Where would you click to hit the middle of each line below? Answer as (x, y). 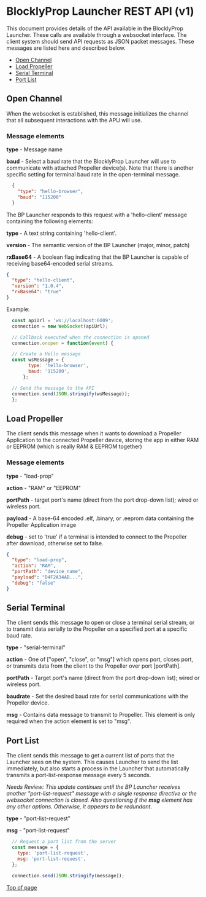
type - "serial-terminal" (36, 647)
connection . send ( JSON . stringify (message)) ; (68, 875)
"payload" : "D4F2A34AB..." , (48, 577)
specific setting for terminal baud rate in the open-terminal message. (93, 175)
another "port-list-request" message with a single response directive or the (102, 794)
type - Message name (35, 149)
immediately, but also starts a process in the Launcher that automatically (98, 769)
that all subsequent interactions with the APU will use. (74, 120)
